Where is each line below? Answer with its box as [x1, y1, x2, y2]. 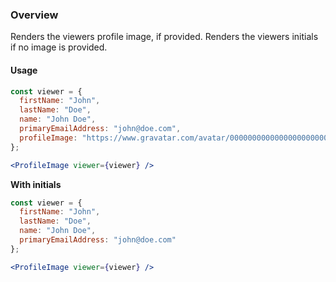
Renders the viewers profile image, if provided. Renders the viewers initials [10, 31, 319, 43]
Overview [10, 8, 59, 22]
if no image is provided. [10, 41, 108, 53]
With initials [10, 178, 62, 190]
